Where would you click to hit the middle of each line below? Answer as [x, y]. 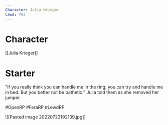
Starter [20, 73]
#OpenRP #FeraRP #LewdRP [35, 107]
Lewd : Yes [16, 14]
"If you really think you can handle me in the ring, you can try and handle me [84, 87]
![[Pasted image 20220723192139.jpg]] [46, 117]
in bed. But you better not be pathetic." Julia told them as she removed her [82, 92]
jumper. [13, 97]
